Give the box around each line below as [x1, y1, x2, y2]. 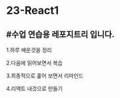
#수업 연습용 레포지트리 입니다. [6, 29, 115, 39]
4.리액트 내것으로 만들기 [6, 85, 63, 92]
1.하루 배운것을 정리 [6, 47, 52, 53]
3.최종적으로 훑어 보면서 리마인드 [6, 72, 84, 79]
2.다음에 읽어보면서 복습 [6, 59, 63, 67]
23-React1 [6, 4, 59, 18]
